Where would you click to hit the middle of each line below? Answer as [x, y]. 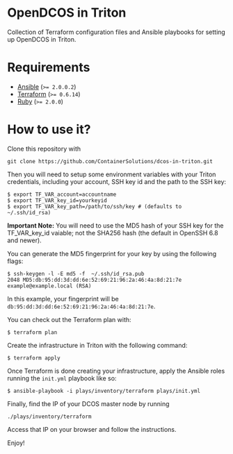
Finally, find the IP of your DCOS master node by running [88, 403]
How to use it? [49, 129]
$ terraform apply [34, 358]
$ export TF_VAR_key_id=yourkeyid [57, 200]
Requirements [49, 68]
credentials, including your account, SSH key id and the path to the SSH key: [117, 181]
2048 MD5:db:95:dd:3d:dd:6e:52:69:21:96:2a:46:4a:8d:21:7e [95, 280]
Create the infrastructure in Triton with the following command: [97, 345]
